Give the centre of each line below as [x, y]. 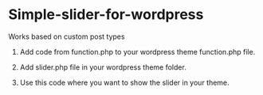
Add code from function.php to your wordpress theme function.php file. [137, 51]
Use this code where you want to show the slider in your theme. [124, 82]
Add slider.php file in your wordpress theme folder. [103, 67]
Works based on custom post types [67, 36]
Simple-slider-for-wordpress [106, 15]
